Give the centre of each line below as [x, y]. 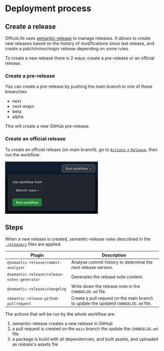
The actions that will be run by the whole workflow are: [60, 314]
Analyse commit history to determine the [112, 262]
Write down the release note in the [106, 286]
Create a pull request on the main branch [112, 298]
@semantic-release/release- [36, 275]
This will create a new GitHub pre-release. [47, 126]
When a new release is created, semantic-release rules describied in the [78, 239]
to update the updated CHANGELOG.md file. [112, 303]
